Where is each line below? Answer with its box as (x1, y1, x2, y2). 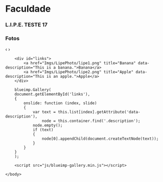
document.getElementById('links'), (14, 92, 90, 97)
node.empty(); (32, 123, 63, 128)
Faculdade (5, 3, 51, 15)
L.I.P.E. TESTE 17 (5, 21, 48, 28)
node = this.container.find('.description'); (41, 118, 141, 124)
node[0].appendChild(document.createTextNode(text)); (41, 136, 159, 141)
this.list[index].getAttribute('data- (58, 110, 141, 115)
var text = (32, 110, 56, 115)
